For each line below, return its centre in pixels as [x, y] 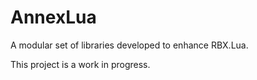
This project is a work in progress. [80, 64]
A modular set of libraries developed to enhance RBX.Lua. [129, 45]
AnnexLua [53, 17]
